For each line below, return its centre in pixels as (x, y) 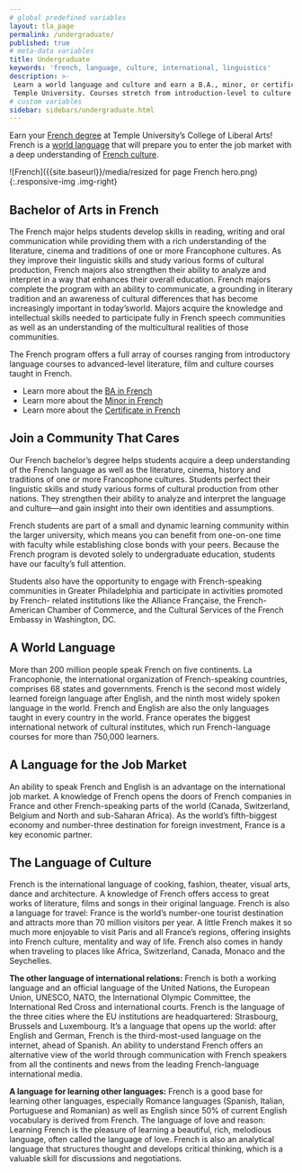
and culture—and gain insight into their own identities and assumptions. (142, 508)
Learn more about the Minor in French (93, 401)
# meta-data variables (52, 51)
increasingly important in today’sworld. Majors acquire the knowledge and (146, 308)
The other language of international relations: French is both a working (143, 978)
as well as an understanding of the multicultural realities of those (129, 327)
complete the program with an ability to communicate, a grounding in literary (151, 289)
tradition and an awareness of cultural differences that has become (133, 299)
